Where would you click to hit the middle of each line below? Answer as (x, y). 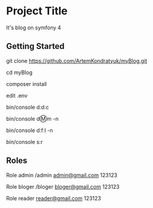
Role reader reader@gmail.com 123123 (54, 198)
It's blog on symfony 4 (34, 27)
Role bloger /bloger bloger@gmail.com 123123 (63, 186)
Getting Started (35, 46)
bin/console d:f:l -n (30, 130)
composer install (26, 84)
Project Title (37, 11)
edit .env (17, 95)
